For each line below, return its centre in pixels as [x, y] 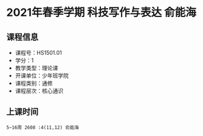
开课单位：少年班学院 [42, 76]
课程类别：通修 [34, 83]
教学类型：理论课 [36, 68]
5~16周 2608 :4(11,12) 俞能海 [43, 127]
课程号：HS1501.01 [38, 53]
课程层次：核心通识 [39, 91]
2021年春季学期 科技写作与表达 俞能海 [101, 13]
